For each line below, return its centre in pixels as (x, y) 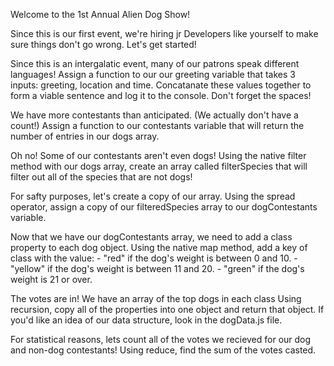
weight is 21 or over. (51, 279)
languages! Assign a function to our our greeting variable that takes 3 (153, 74)
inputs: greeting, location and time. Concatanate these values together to (161, 85)
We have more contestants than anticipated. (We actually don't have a (154, 115)
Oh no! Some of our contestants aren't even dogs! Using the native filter (158, 155)
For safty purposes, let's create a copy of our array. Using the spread (153, 196)
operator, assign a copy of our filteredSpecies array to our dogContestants (164, 207)
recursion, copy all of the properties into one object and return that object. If (167, 309)
